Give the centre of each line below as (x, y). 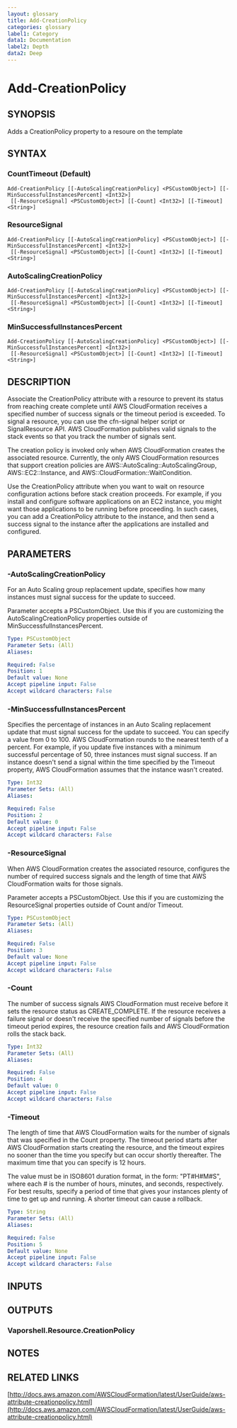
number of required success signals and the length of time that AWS (107, 876)
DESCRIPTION (39, 382)
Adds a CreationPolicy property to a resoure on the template (95, 131)
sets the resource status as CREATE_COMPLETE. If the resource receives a (117, 1011)
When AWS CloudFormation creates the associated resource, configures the (118, 869)
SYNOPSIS (31, 114)
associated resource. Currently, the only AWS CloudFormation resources (113, 458)
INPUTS (25, 1286)
